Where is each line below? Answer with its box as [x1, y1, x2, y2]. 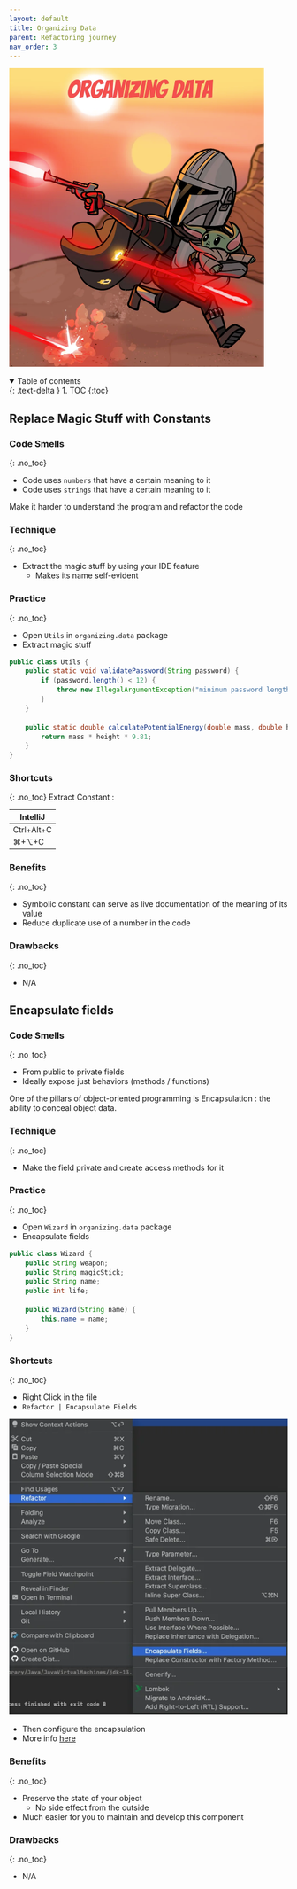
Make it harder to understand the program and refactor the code [9, 501, 243, 511]
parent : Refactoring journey [9, 33, 117, 42]
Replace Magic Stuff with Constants [9, 410, 212, 425]
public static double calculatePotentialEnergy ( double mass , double [25, 722, 283, 731]
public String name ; [25, 1277, 101, 1286]
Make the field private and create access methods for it [21, 1162, 224, 1173]
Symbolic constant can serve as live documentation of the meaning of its [21, 899, 288, 909]
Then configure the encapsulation [21, 1724, 146, 1735]
